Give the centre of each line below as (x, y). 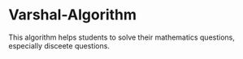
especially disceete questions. (59, 45)
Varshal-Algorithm (72, 15)
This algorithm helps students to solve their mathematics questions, (122, 37)
